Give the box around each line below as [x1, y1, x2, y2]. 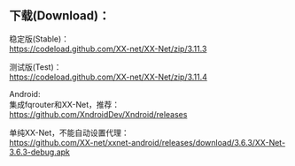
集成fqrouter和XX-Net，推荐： [9, 99, 120, 109]
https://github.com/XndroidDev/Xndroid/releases [9, 109, 188, 119]
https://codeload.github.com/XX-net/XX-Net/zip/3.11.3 [9, 43, 207, 54]
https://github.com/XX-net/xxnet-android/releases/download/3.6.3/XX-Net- [9, 137, 286, 147]
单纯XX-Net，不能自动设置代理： [9, 127, 130, 138]
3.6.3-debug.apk [9, 147, 71, 157]
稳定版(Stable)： [9, 34, 69, 44]
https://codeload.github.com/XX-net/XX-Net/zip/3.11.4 [9, 72, 208, 82]
